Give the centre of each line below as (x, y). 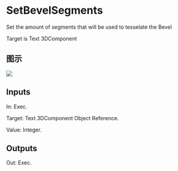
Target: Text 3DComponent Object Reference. (63, 118)
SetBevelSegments (55, 10)
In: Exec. (17, 106)
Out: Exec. (19, 163)
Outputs (22, 148)
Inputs (19, 92)
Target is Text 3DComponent (42, 38)
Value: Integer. (24, 130)
